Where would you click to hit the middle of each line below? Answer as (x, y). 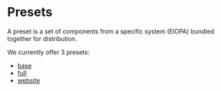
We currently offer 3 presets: (49, 52)
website (28, 80)
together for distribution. (42, 38)
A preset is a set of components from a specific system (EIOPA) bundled (111, 31)
